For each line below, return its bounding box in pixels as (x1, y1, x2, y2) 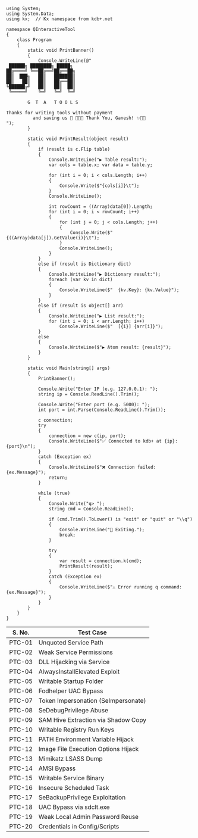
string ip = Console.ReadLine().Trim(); (37, 391, 140, 397)
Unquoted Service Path (38, 638, 103, 646)
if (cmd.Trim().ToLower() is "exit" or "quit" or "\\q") (48, 516, 193, 522)
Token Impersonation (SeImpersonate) (38, 697, 146, 705)
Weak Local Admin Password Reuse (38, 813, 139, 821)
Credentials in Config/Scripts (38, 823, 120, 830)
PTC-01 (9, 638, 33, 646)
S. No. (12, 628, 30, 637)
